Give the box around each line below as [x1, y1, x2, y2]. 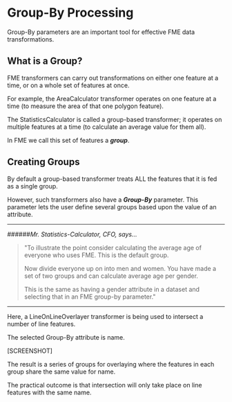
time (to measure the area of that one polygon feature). [7, 102, 164, 110]
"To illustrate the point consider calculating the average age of [23, 243, 202, 252]
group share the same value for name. [7, 367, 116, 376]
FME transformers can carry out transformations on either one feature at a [7, 73, 219, 82]
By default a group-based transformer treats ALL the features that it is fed [7, 175, 217, 183]
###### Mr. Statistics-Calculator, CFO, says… [7, 230, 137, 238]
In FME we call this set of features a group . [7, 136, 130, 144]
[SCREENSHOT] [7, 347, 53, 355]
